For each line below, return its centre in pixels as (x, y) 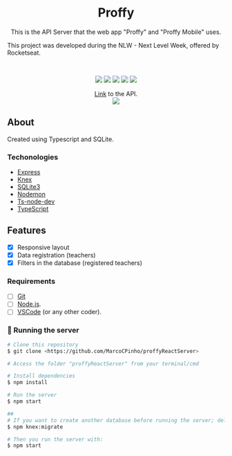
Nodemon (31, 194)
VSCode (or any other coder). (59, 312)
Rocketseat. (24, 53)
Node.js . (29, 304)
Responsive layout (43, 247)
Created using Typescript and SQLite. (60, 139)
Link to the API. (116, 93)
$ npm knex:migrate (35, 427)
